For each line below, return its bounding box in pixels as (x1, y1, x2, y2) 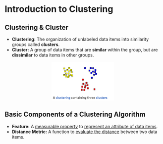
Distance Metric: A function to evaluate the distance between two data (11, 129, 158, 135)
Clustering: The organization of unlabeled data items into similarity (11, 36, 149, 42)
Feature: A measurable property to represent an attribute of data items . (11, 123, 158, 129)
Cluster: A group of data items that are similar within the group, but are (11, 47, 158, 52)
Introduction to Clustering (4, 3, 113, 15)
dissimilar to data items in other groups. (11, 52, 94, 58)
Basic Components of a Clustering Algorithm (4, 110, 146, 119)
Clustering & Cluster (4, 23, 69, 32)
